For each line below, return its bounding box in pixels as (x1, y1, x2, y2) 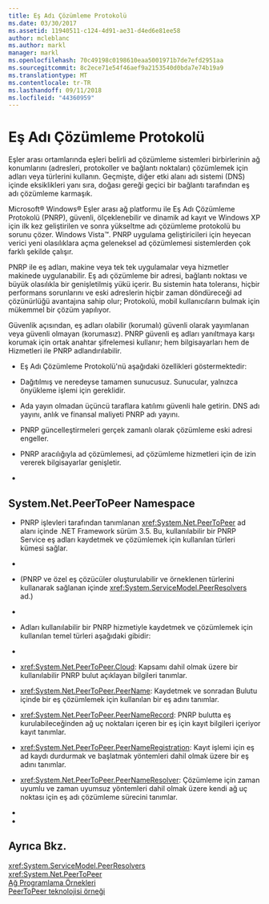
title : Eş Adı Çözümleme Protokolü (8, 11, 127, 20)
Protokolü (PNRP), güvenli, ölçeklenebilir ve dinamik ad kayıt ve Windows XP (8, 213, 261, 223)
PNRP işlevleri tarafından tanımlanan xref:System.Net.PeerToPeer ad (19, 518, 246, 527)
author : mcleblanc (8, 34, 70, 42)
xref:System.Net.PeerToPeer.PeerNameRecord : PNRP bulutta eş (19, 710, 231, 720)
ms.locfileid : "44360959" (8, 94, 94, 102)
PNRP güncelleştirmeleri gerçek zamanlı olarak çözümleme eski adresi (19, 426, 253, 435)
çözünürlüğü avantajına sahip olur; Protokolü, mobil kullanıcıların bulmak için (8, 297, 260, 306)
